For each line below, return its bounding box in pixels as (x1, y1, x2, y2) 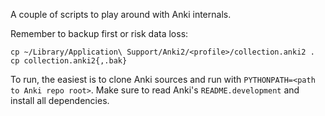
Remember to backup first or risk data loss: (10, 28, 189, 39)
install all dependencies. (10, 95, 110, 106)
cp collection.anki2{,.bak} (10, 56, 128, 66)
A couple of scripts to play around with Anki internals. (10, 9, 232, 20)
